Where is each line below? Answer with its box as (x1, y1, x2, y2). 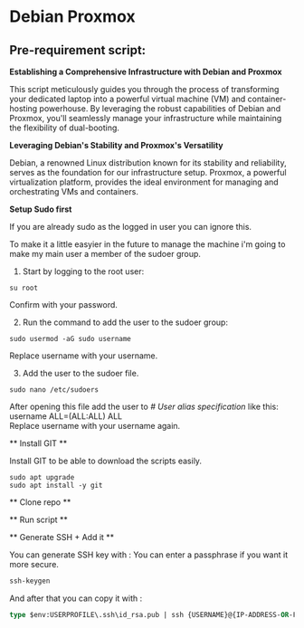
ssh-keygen (9, 576, 51, 585)
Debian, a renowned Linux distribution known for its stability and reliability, (9, 157, 287, 168)
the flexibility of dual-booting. (9, 122, 120, 133)
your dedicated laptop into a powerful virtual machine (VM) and (9, 93, 246, 104)
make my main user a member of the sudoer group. (9, 249, 202, 259)
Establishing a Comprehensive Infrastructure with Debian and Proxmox (9, 66, 282, 77)
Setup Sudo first (9, 204, 72, 214)
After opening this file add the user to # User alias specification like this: (9, 401, 279, 412)
